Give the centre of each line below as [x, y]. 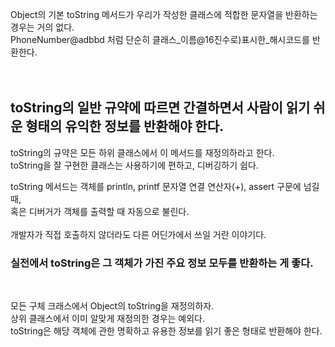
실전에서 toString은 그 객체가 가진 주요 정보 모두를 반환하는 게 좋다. [162, 263]
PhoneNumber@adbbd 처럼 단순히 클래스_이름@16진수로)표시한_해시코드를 [160, 39]
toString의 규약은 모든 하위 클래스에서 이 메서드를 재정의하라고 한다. [142, 152]
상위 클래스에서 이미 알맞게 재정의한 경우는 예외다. [108, 319]
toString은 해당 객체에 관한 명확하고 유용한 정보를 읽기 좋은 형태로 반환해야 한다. [166, 331]
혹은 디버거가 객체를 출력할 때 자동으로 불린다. [100, 211]
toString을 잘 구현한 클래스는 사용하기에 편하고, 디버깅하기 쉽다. [134, 165]
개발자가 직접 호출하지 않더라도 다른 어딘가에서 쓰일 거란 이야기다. [138, 234]
